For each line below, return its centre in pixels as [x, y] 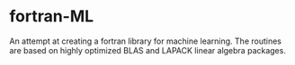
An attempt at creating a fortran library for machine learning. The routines [145, 41]
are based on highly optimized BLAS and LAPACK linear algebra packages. [147, 50]
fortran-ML [52, 16]
